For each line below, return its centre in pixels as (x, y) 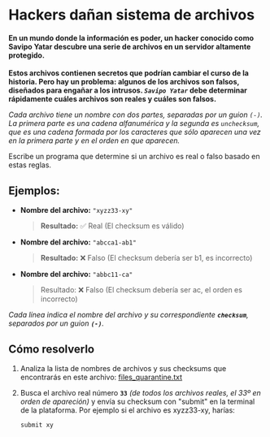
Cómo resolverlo (52, 349)
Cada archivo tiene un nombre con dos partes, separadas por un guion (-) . (135, 115)
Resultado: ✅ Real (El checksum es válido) (112, 226)
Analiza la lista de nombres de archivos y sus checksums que (123, 369)
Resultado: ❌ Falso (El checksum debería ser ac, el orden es (141, 290)
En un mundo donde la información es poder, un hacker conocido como (131, 37)
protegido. (26, 55)
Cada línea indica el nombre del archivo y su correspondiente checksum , (129, 315)
